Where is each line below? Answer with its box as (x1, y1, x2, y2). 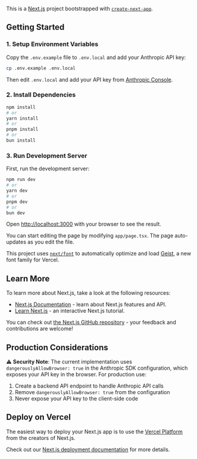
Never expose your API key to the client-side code (14, 395, 139, 402)
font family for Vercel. (6, 256, 60, 264)
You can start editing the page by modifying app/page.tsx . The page (6, 232, 174, 239)
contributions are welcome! (6, 325, 73, 332)
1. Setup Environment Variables (6, 40, 99, 48)
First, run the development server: (6, 165, 90, 172)
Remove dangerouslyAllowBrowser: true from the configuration (14, 389, 171, 396)
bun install (6, 138, 36, 143)
